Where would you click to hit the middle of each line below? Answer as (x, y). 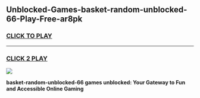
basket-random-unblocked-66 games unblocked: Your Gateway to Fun (96, 82)
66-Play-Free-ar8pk (44, 19)
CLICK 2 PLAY (27, 58)
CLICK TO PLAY (29, 36)
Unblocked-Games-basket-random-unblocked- (97, 10)
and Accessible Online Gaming (45, 88)
